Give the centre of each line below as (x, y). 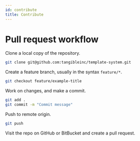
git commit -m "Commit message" (39, 105)
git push (14, 123)
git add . (16, 100)
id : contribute (21, 10)
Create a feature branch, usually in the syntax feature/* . (64, 72)
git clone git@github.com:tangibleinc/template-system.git (68, 62)
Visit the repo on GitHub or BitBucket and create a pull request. (70, 133)
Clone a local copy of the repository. (43, 53)
